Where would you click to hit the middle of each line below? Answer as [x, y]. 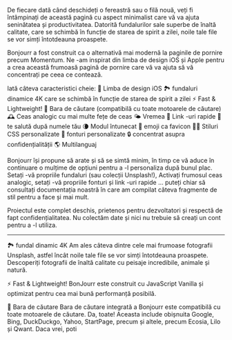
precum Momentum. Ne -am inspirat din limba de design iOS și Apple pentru [116, 60]
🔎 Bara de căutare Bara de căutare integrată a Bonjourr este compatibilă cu [114, 307]
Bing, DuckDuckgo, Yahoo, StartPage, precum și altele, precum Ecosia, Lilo [114, 321]
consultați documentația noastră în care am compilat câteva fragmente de [112, 190]
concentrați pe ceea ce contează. [55, 74]
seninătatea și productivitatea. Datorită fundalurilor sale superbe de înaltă [112, 24]
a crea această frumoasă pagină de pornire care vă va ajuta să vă [100, 67]
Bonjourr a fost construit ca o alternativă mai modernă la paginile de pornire [115, 52]
